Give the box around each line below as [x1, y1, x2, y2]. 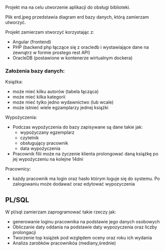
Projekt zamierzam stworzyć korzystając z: [5, 29, 95, 35]
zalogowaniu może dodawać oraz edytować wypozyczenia [12, 181, 135, 187]
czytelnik [20, 135, 39, 141]
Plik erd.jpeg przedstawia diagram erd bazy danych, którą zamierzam [5, 14, 149, 20]
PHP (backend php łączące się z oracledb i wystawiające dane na [12, 44, 149, 50]
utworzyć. [5, 20, 26, 25]
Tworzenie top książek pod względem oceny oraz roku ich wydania [12, 235, 152, 241]
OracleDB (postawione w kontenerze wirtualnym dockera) [12, 55, 133, 61]
